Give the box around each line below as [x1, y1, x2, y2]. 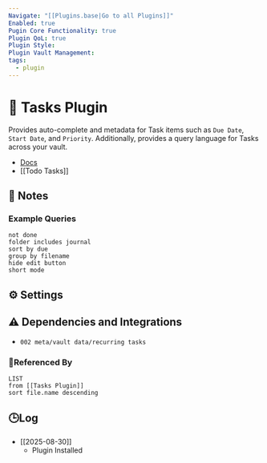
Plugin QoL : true [8, 34, 67, 42]
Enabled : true [8, 19, 56, 27]
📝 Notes [8, 189, 49, 203]
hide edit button [8, 260, 67, 268]
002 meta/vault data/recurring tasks [19, 338, 147, 346]
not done [8, 231, 38, 240]
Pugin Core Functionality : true [8, 26, 116, 34]
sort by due [8, 245, 48, 253]
